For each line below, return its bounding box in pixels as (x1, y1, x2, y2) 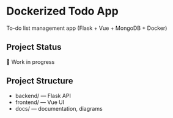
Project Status (6, 42, 62, 52)
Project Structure (6, 76, 73, 86)
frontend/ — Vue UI (15, 99, 65, 106)
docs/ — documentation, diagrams (15, 105, 103, 112)
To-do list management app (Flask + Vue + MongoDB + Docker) (6, 24, 167, 32)
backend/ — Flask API (15, 92, 72, 99)
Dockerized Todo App (6, 4, 119, 18)
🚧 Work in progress (6, 58, 55, 65)
